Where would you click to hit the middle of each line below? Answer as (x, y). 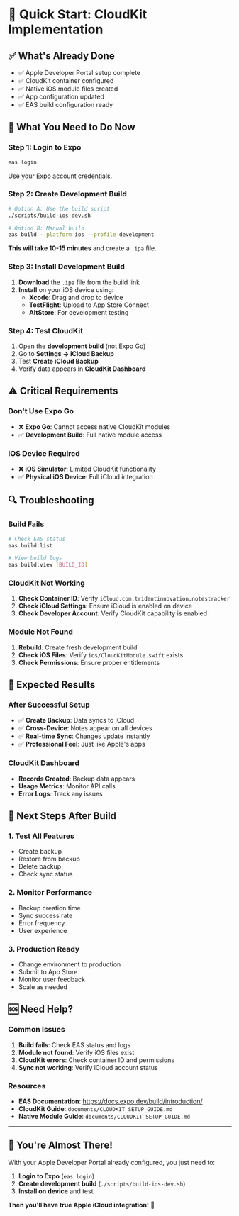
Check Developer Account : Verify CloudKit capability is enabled (113, 613)
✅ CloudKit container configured (66, 80)
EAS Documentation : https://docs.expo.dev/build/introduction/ (110, 1101)
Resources (27, 1086)
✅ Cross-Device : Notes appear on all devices (85, 728)
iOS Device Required (44, 453)
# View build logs (35, 558)
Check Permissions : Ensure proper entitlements (89, 662)
